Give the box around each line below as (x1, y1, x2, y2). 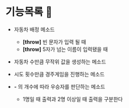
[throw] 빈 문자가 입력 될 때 (22, 38, 86, 45)
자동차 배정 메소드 (13, 26, 55, 33)
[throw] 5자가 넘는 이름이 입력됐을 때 (22, 45, 109, 53)
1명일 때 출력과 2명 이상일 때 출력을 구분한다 (22, 95, 123, 103)
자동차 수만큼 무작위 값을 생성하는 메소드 (13, 58, 106, 65)
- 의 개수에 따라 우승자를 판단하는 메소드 (13, 83, 106, 90)
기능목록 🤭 (5, 5, 53, 19)
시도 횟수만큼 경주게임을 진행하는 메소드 (13, 70, 105, 77)
